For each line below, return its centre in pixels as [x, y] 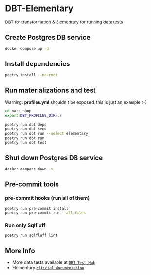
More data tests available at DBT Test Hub [53, 262]
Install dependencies [38, 64]
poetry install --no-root [31, 75]
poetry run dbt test [26, 143]
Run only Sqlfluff [25, 225]
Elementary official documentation [48, 268]
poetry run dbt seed [26, 129]
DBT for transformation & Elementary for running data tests [64, 22]
